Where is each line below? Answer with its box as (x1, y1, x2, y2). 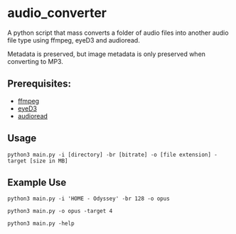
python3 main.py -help (7, 220, 75, 228)
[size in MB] (29, 157, 69, 165)
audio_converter (7, 5, 107, 21)
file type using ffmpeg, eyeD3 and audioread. (7, 35, 140, 44)
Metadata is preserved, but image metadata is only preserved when (7, 50, 206, 58)
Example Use (7, 176, 67, 189)
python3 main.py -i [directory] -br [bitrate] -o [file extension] (7, 151, 212, 158)
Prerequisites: (7, 78, 71, 90)
